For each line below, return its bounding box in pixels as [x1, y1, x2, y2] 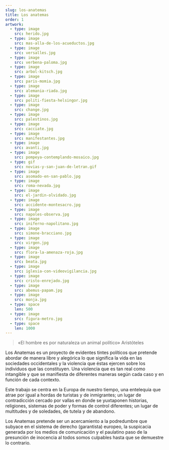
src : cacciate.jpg [14, 126, 53, 131]
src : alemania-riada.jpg [14, 88, 67, 93]
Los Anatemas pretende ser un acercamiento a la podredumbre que [5, 418, 148, 424]
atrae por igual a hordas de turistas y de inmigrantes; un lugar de [5, 392, 142, 398]
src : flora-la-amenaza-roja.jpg [14, 250, 83, 255]
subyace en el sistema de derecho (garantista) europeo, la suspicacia [5, 423, 151, 430]
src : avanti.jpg [14, 145, 49, 151]
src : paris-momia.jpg [14, 79, 60, 84]
